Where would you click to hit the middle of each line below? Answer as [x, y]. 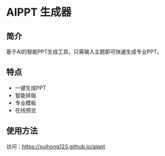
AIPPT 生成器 [39, 12]
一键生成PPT [30, 88]
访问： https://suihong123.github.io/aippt [56, 146]
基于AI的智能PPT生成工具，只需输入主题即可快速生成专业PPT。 [84, 52]
